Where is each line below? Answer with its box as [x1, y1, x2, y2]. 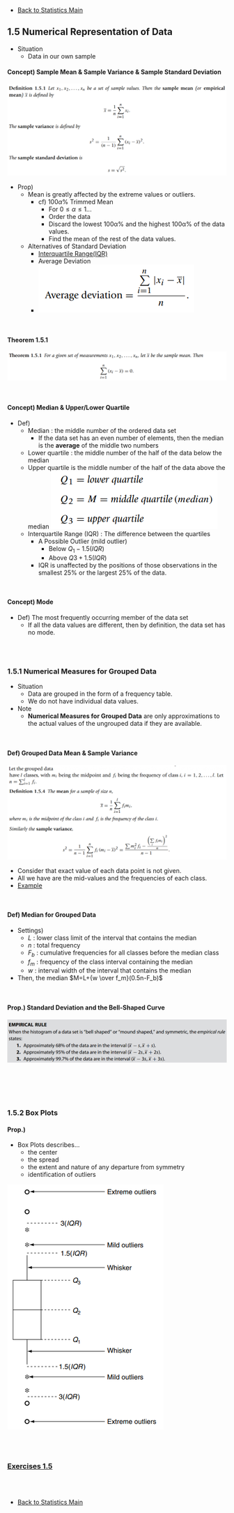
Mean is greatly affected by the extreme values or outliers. [27, 190, 196, 199]
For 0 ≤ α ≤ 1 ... [48, 205, 92, 213]
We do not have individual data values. [27, 697, 139, 706]
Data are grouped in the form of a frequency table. [27, 690, 173, 698]
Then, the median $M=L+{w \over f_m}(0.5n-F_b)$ [17, 974, 163, 982]
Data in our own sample [27, 52, 96, 60]
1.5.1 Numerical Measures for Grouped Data [7, 666, 157, 676]
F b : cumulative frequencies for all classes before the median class [27, 948, 219, 958]
